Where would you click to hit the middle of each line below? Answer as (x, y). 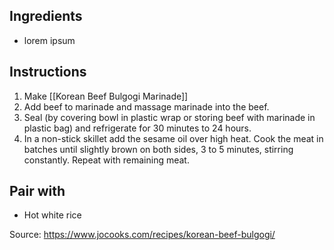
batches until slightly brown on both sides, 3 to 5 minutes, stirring (158, 149)
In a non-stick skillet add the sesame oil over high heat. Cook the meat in (173, 138)
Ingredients (46, 16)
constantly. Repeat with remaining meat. (106, 160)
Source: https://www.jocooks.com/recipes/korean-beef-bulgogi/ (142, 235)
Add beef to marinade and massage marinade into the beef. (146, 106)
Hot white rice (52, 215)
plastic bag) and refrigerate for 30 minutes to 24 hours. (137, 128)
